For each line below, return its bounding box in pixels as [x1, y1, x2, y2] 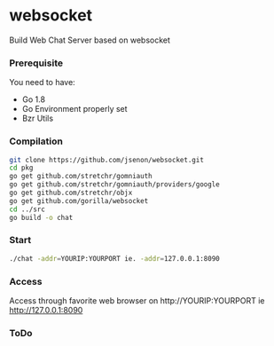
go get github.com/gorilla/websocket [9, 196, 149, 205]
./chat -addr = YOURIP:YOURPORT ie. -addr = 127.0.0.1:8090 [9, 254, 220, 263]
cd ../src [9, 205, 46, 214]
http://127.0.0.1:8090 [9, 305, 83, 315]
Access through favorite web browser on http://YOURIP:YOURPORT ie [9, 295, 265, 306]
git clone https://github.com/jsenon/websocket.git [9, 155, 204, 164]
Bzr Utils [21, 113, 54, 124]
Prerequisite [9, 57, 64, 69]
